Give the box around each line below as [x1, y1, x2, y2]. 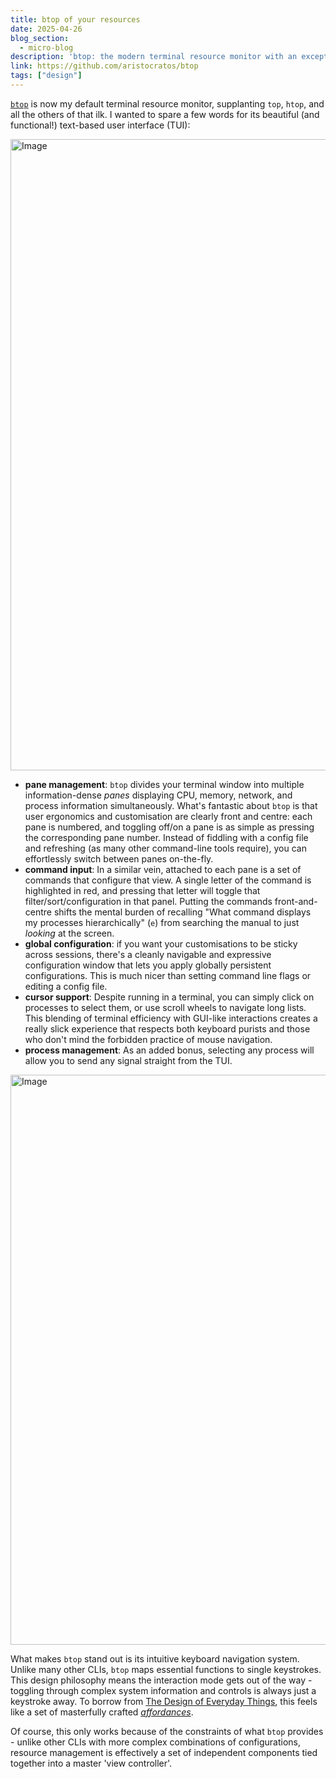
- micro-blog [19, 42, 74, 53]
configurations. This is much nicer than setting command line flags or [24, 969, 312, 981]
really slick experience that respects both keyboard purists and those [24, 1022, 311, 1035]
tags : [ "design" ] [10, 71, 83, 81]
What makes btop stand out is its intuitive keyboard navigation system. [10, 1652, 300, 1665]
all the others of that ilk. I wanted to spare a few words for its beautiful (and [10, 108, 320, 120]
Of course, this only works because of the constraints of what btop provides [10, 1725, 324, 1737]
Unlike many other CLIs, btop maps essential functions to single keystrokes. [10, 1663, 322, 1675]
